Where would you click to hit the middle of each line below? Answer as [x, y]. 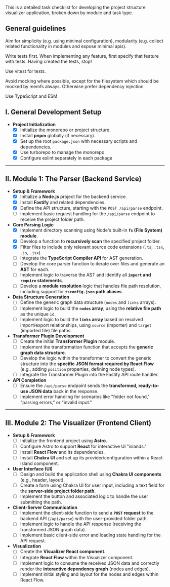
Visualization [27, 546]
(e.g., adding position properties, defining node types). [78, 369]
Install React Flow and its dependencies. [62, 452]
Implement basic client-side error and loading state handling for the [90, 535]
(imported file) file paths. [46, 330]
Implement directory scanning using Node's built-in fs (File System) [91, 230]
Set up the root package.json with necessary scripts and [79, 141]
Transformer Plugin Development [48, 336]
